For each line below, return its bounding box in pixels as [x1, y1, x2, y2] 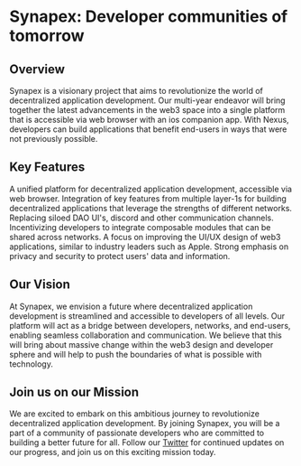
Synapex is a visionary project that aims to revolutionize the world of [9, 86, 264, 96]
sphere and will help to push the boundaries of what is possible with [9, 349, 262, 359]
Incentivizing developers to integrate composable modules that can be [9, 221, 271, 232]
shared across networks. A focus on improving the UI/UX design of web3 [9, 231, 281, 242]
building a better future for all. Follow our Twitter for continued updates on [9, 437, 285, 448]
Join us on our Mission [9, 385, 140, 400]
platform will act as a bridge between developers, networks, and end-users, [9, 320, 291, 331]
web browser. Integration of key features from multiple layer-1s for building [9, 192, 287, 204]
